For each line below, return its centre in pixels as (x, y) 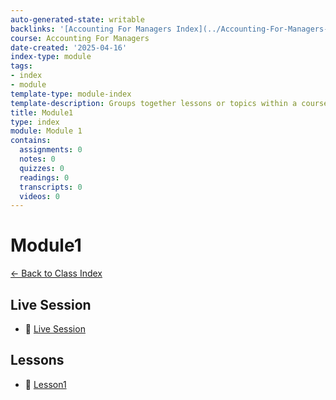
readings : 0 (44, 177)
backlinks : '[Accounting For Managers (91, 29)
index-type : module (51, 57)
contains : (31, 141)
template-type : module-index (71, 94)
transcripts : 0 (51, 187)
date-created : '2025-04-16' (69, 47)
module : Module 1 (46, 131)
